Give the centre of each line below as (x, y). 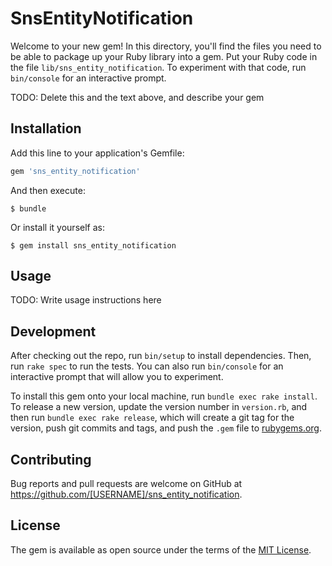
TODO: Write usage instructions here (86, 300)
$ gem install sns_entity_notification (93, 245)
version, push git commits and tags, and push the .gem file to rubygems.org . (166, 428)
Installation (46, 128)
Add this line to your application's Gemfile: (97, 153)
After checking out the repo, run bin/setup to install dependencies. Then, (161, 356)
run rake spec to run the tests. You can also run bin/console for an (147, 366)
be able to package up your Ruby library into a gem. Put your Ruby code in (164, 56)
